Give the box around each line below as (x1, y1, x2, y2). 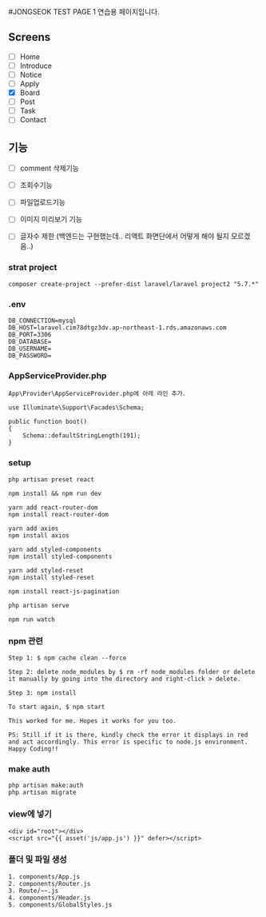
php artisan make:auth (8, 782, 84, 790)
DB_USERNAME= (8, 345, 52, 353)
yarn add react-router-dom (8, 503, 98, 512)
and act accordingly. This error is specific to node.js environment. (8, 738, 248, 746)
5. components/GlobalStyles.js (8, 900, 113, 909)
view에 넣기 (8, 808, 52, 819)
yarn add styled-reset (8, 566, 84, 574)
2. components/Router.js (8, 879, 91, 887)
